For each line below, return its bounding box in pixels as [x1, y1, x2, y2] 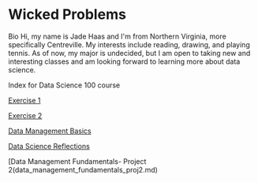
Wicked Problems [8, 6, 126, 24]
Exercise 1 [8, 95, 41, 105]
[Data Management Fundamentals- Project [8, 156, 147, 166]
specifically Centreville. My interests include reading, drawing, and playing [8, 39, 250, 49]
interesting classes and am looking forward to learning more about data [8, 57, 241, 66]
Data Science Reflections [8, 141, 91, 150]
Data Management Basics [8, 126, 92, 136]
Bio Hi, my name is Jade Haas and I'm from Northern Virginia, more [8, 32, 226, 41]
